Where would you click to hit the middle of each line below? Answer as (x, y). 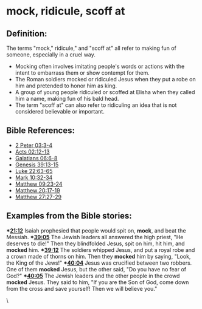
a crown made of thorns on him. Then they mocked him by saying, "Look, (99, 256)
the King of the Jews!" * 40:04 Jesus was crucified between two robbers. (99, 263)
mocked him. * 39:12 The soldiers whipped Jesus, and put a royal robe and (101, 250)
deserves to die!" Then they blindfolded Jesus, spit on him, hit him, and (96, 243)
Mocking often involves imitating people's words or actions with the (100, 66)
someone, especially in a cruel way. (51, 55)
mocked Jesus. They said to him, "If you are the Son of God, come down (98, 282)
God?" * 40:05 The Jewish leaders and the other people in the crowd (93, 276)
